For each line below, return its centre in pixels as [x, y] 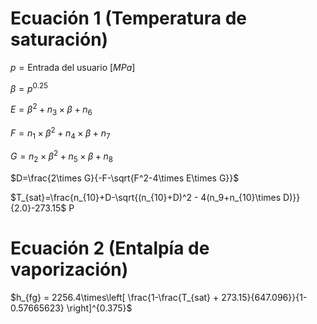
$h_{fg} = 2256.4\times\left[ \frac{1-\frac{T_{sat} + [115, 297]
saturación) [59, 39]
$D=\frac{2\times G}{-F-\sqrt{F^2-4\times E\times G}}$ [125, 178]
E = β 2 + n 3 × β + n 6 [51, 110]
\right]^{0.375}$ [99, 308]
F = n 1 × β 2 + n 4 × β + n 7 [60, 133]
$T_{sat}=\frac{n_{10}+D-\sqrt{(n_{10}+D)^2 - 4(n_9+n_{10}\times [146, 197]
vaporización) [69, 269]
